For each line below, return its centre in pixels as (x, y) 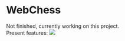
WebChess (34, 10)
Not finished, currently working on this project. (63, 26)
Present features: (27, 33)
